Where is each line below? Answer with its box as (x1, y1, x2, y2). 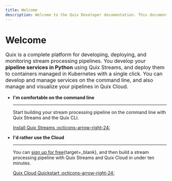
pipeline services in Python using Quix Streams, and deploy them (5, 64, 165, 71)
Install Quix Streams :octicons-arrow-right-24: (12, 125, 111, 131)
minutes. (12, 160, 32, 166)
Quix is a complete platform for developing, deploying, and (5, 51, 147, 58)
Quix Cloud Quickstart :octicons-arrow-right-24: (12, 170, 115, 176)
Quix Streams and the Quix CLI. (12, 115, 79, 121)
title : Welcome (5, 7, 38, 13)
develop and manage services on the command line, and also (5, 77, 154, 84)
